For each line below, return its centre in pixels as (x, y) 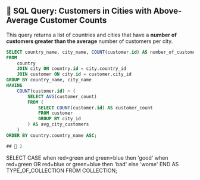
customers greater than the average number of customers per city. (90, 41)
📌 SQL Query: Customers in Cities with (79, 11)
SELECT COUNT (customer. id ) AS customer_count (95, 108)
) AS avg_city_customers (58, 124)
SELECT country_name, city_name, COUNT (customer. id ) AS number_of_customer (102, 52)
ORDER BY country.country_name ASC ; (51, 135)
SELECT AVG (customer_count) (62, 96)
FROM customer (55, 113)
